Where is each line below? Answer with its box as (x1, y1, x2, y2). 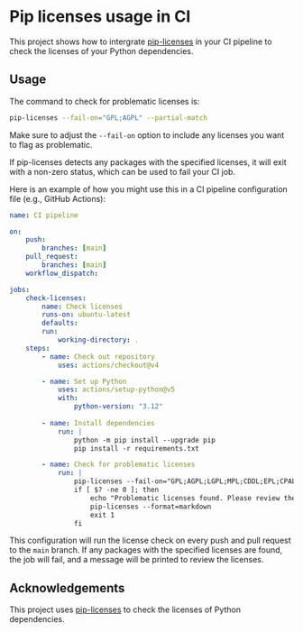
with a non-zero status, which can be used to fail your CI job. (9, 166, 236, 177)
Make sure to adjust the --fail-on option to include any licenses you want (9, 129, 285, 141)
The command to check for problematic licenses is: (9, 96, 200, 106)
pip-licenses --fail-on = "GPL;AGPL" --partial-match (9, 113, 207, 123)
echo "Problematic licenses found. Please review (89, 493, 280, 502)
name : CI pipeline (9, 210, 78, 220)
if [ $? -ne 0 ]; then (73, 485, 160, 494)
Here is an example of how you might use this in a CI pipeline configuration (9, 183, 289, 195)
